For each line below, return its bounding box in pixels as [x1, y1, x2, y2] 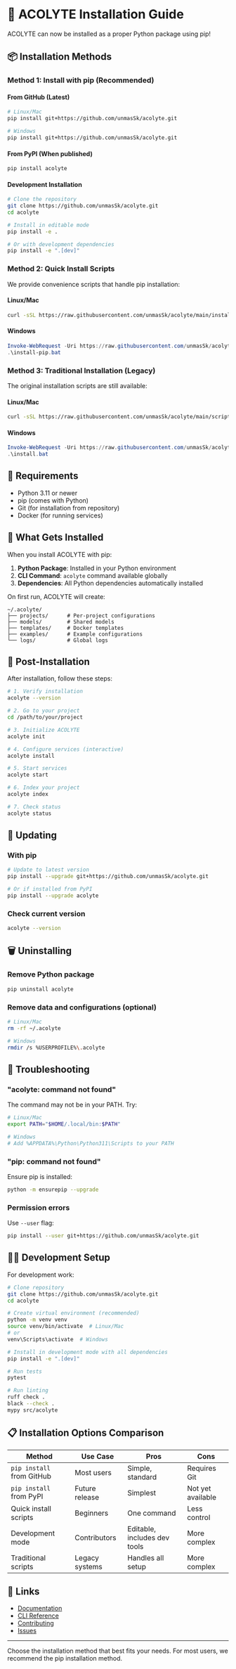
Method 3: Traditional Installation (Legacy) [7, 366, 156, 375]
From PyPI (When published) [7, 149, 93, 157]
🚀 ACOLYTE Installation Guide [7, 6, 184, 22]
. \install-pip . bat [7, 349, 61, 356]
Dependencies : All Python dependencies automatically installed [17, 579, 204, 587]
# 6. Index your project [7, 784, 80, 792]
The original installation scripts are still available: [7, 381, 147, 389]
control [187, 1512, 211, 1522]
